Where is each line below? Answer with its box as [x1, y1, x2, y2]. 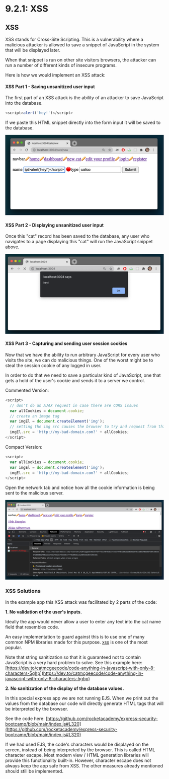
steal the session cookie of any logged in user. [5, 362, 102, 368]
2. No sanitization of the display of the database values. [5, 685, 124, 691]
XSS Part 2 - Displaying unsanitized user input [5, 222, 104, 228]
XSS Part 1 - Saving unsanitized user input [5, 84, 95, 90]
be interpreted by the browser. [5, 705, 68, 712]
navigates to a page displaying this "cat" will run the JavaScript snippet [5, 239, 153, 245]
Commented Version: [5, 387, 49, 393]
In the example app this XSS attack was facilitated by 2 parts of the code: [5, 599, 157, 605]
